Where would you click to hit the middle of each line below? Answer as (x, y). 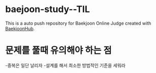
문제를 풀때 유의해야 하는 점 (58, 51)
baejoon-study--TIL (48, 9)
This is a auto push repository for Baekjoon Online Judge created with (78, 23)
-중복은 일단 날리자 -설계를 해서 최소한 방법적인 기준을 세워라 (65, 65)
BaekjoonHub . (20, 28)
